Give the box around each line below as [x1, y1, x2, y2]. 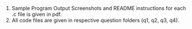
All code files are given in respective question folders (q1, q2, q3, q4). [11, 17, 180, 23]
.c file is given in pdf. [11, 11, 62, 18]
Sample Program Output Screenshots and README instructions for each [11, 5, 186, 11]
